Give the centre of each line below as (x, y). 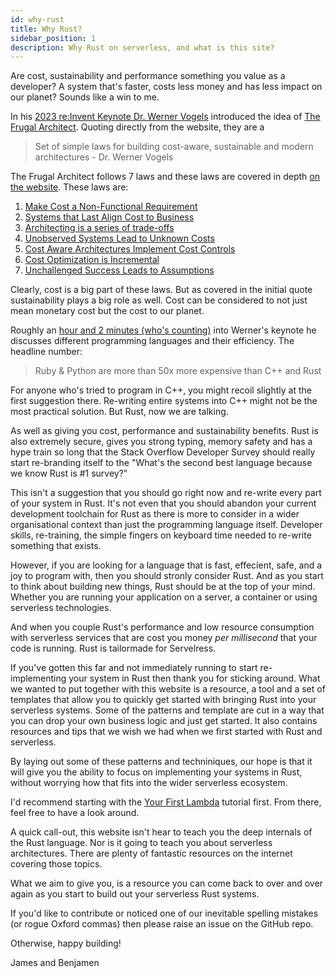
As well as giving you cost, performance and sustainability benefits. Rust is (164, 431)
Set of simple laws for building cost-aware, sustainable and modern (174, 147)
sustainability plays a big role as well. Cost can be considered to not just (159, 300)
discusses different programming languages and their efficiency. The (152, 341)
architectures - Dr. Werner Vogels (104, 157)
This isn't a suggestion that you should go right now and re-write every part (166, 493)
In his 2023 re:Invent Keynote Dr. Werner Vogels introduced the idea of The (165, 117)
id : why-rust (37, 19)
